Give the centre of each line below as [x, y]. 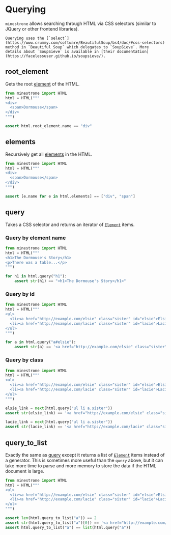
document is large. [25, 471]
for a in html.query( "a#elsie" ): [41, 342]
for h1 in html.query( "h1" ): [36, 276]
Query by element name [36, 238]
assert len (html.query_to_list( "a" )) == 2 [51, 518]
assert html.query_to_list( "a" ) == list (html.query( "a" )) [68, 527]
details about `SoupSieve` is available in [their [60, 51]
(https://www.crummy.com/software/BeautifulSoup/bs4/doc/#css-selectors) [85, 43]
